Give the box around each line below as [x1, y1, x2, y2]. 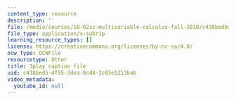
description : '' [7, 17, 55, 24]
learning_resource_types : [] [7, 37, 93, 44]
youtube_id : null [13, 82, 65, 89]
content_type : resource [7, 10, 77, 18]
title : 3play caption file [7, 63, 86, 70]
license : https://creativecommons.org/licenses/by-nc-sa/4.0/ [7, 43, 193, 50]
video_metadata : [7, 75, 55, 83]
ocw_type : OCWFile [7, 50, 61, 57]
